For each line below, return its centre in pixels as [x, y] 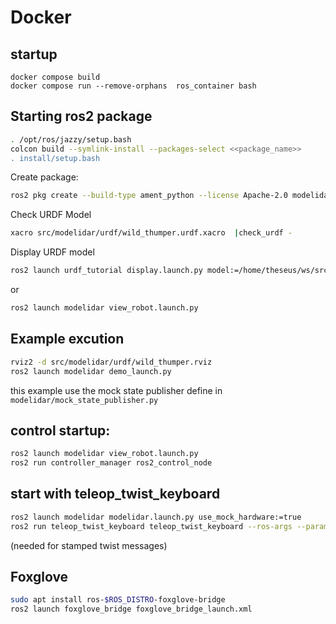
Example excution [67, 339]
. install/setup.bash [55, 158]
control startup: [60, 430]
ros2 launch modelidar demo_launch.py [91, 371]
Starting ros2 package [81, 116]
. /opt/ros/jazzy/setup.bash [71, 139]
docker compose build [55, 77]
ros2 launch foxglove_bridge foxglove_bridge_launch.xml [131, 609]
